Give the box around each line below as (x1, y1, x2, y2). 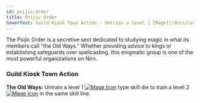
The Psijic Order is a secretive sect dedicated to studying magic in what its (6, 36, 189, 43)
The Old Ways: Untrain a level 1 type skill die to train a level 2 (6, 83, 189, 90)
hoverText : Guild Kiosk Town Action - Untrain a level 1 (6, 20, 151, 26)
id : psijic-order (6, 8, 49, 15)
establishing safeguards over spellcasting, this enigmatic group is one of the (6, 49, 193, 56)
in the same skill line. (39, 90, 91, 97)
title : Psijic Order (6, 14, 58, 20)
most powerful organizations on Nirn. (6, 55, 98, 63)
